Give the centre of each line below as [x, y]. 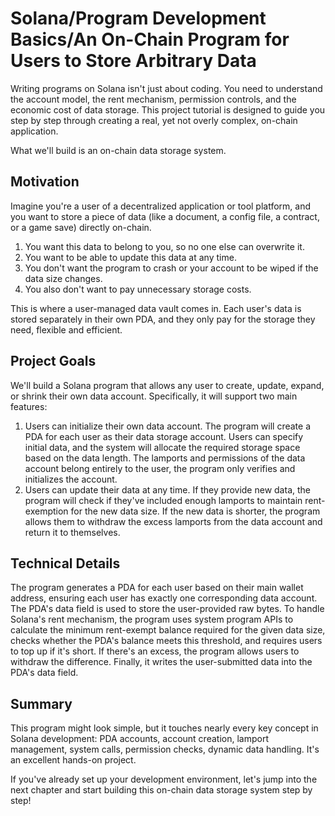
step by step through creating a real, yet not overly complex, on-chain [154, 120]
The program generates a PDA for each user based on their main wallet [157, 588]
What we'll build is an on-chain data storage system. [118, 150]
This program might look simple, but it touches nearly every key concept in [164, 728]
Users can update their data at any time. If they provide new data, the [167, 489]
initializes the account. [71, 479]
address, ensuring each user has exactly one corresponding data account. [164, 598]
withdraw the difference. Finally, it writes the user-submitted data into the [161, 662]
